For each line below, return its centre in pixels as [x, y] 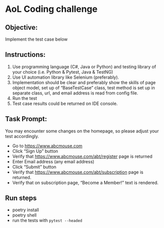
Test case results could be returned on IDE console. [65, 103]
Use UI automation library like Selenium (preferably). [66, 77]
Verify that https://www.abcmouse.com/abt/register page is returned [82, 156]
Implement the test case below [37, 39]
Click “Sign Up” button [35, 151]
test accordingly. [22, 136]
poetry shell [24, 215]
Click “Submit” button [34, 167]
